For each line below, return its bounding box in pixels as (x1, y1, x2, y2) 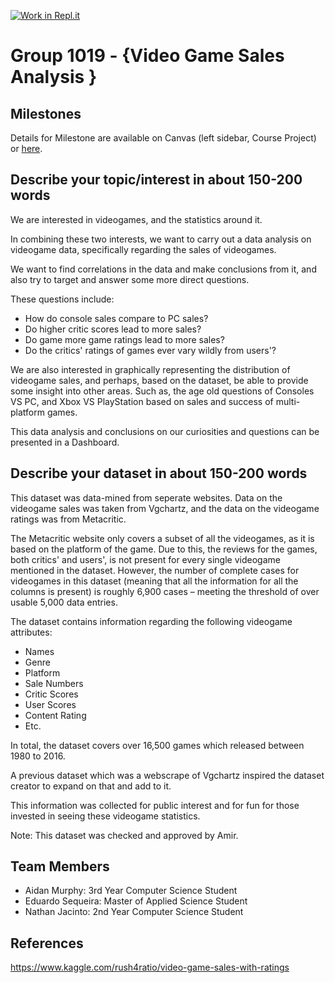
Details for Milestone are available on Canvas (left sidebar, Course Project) (10, 132, 317, 144)
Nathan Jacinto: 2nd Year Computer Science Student (24, 906, 244, 918)
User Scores (24, 698, 77, 710)
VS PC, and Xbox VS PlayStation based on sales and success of (10, 395, 274, 407)
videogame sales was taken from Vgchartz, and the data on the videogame (10, 502, 320, 514)
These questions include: (10, 293, 115, 305)
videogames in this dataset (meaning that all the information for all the (10, 575, 299, 587)
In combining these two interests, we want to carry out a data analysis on (10, 233, 312, 245)
